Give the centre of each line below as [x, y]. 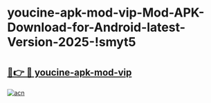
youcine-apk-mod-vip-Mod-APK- [106, 13]
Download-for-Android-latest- [96, 27]
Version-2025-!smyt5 [72, 42]
